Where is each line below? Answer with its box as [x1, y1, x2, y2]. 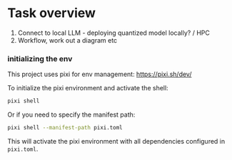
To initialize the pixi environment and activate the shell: [7, 84, 169, 92]
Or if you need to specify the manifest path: [7, 110, 136, 119]
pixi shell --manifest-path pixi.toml [7, 124, 123, 132]
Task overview [7, 5, 96, 21]
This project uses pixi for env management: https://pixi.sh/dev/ [7, 70, 192, 79]
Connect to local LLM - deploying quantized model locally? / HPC [17, 28, 211, 37]
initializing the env [7, 53, 73, 63]
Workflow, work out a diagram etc [17, 36, 118, 44]
